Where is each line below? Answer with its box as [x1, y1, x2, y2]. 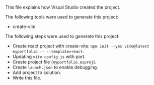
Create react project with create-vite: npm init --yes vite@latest [12, 43, 149, 49]
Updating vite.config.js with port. [12, 53, 86, 59]
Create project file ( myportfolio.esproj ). [12, 59, 97, 64]
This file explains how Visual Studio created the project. [5, 4, 121, 10]
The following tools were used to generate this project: [5, 14, 119, 19]
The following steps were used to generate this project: [5, 33, 120, 39]
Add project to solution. [12, 69, 61, 75]
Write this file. [12, 75, 42, 80]
